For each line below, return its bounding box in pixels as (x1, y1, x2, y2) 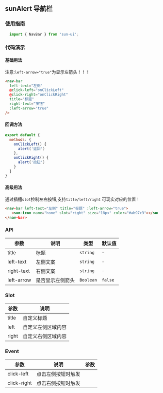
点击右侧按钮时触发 (36, 380, 81, 387)
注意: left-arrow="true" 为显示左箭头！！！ (5, 69, 90, 75)
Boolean (79, 277, 97, 282)
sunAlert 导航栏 (5, 4, 53, 13)
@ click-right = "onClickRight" (9, 92, 68, 97)
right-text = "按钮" (9, 101, 45, 106)
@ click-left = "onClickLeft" (9, 88, 64, 93)
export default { (5, 132, 40, 137)
